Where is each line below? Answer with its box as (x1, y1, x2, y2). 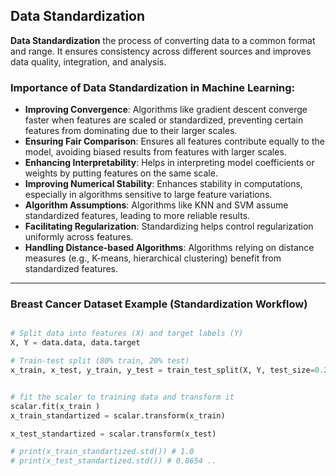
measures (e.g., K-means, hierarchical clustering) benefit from (24, 252, 282, 264)
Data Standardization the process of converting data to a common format (10, 34, 316, 46)
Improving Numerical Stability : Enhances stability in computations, (24, 178, 303, 190)
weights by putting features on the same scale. (24, 167, 218, 179)
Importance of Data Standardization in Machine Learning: (10, 80, 296, 94)
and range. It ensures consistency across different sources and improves (10, 45, 312, 57)
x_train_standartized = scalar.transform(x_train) (10, 410, 226, 421)
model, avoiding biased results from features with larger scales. (24, 146, 287, 158)
